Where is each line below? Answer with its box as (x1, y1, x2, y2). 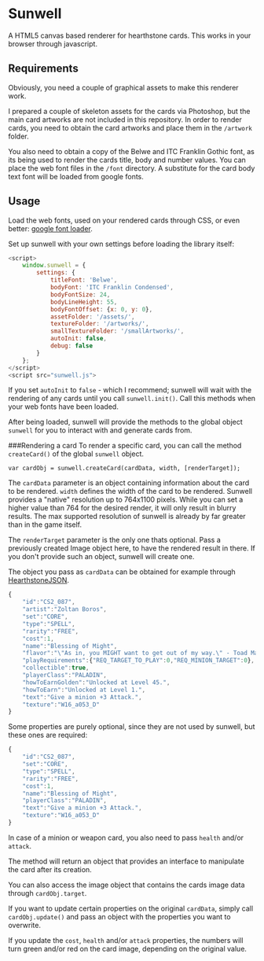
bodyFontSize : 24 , (49, 290, 111, 299)
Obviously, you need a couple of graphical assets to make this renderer (8, 83, 239, 92)
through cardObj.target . (8, 888, 87, 897)
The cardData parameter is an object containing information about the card (8, 478, 250, 488)
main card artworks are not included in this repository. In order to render (8, 115, 242, 124)
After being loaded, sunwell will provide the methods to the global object (8, 418, 244, 427)
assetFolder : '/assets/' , (49, 312, 135, 321)
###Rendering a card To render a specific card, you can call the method (8, 441, 242, 451)
